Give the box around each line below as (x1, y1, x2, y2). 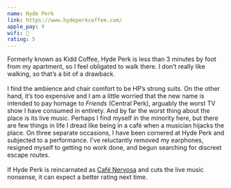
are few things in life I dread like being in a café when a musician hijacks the (7, 121, 224, 130)
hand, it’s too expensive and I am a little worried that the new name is (7, 92, 205, 101)
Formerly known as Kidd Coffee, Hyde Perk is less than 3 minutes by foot (7, 55, 216, 63)
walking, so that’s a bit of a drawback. (7, 70, 116, 78)
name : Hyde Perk (7, 10, 54, 17)
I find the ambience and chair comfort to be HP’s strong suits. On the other (7, 85, 221, 93)
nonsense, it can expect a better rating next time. (7, 173, 148, 181)
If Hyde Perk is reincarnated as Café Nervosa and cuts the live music (7, 166, 205, 174)
